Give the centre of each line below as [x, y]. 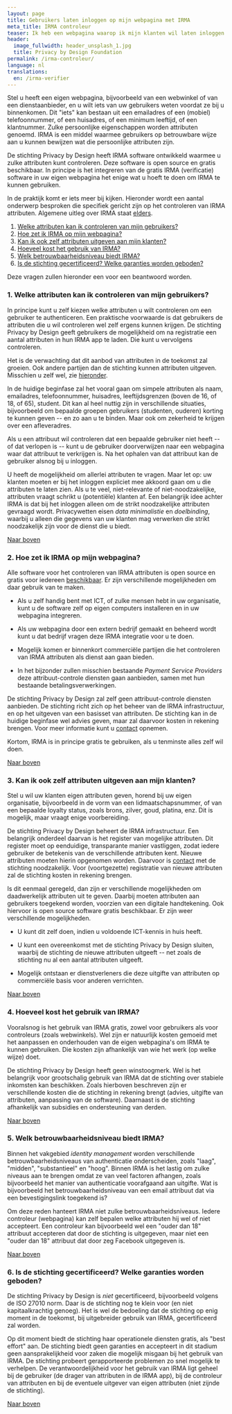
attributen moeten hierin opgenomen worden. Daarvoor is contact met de [111, 860]
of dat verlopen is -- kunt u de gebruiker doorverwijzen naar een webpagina [116, 446]
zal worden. [24, 1325]
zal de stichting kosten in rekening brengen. [70, 876]
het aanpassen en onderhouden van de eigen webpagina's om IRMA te [108, 1042]
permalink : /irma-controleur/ [51, 59]
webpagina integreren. [49, 615]
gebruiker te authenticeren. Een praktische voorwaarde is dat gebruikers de [115, 317]
